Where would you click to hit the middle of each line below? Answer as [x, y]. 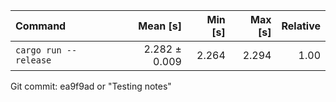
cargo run [38, 50]
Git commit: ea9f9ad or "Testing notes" [91, 86]
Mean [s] [160, 26]
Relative [301, 26]
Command [41, 26]
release [33, 60]
